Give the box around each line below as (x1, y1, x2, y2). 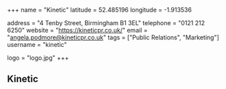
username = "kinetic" (7, 41, 67, 48)
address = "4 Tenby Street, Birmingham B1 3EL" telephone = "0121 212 (7, 19, 205, 26)
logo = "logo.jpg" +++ (7, 54, 70, 62)
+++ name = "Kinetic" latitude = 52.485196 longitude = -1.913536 (7, 6, 192, 14)
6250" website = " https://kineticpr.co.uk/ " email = (7, 26, 148, 34)
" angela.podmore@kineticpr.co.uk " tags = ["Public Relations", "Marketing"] (7, 33, 219, 41)
